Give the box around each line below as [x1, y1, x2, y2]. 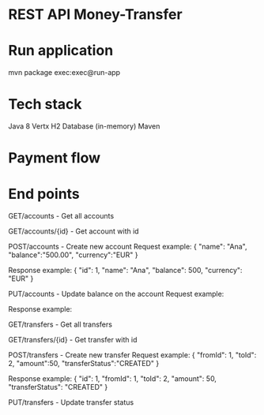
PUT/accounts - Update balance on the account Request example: [8, 290, 224, 299]
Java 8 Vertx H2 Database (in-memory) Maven [8, 122, 160, 131]
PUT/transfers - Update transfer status [8, 398, 134, 407]
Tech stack [8, 95, 82, 114]
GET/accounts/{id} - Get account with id [8, 226, 140, 236]
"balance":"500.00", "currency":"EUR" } [8, 250, 138, 260]
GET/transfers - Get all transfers [8, 320, 113, 329]
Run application [8, 42, 114, 60]
